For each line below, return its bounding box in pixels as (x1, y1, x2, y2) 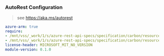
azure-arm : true (5, 24, 38, 29)
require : (5, 29, 23, 34)
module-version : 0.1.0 (5, 47, 51, 52)
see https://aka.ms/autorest (17, 15, 73, 21)
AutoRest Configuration (5, 4, 63, 11)
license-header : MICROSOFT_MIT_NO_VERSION (5, 42, 93, 47)
